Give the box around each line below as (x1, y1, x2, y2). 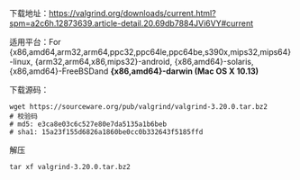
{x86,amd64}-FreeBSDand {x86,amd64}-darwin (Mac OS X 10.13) (9, 66, 259, 76)
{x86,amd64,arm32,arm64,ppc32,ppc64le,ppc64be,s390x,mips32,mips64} (9, 47, 292, 57)
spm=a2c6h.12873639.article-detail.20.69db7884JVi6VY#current (9, 18, 254, 29)
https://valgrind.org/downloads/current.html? (49, 8, 216, 18)
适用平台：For (9, 37, 61, 47)
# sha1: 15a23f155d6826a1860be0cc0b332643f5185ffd (9, 128, 204, 137)
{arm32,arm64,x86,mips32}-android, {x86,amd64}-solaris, (34, 57, 254, 67)
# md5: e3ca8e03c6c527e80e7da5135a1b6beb (9, 120, 168, 129)
